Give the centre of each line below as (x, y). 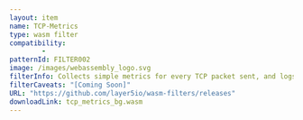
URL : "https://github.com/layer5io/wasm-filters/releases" (123, 93)
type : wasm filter (44, 34)
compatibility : (38, 43)
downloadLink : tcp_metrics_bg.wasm (76, 102)
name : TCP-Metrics (44, 26)
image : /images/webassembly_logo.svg (80, 69)
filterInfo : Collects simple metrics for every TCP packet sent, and (143, 77)
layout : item (34, 18)
